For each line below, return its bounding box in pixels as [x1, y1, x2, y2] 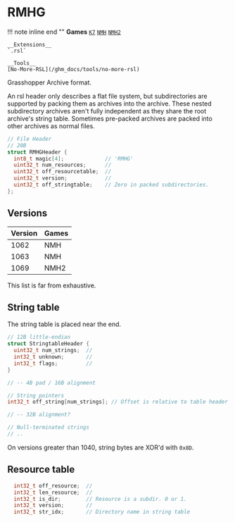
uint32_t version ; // [13, 175, 112, 182]
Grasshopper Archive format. [7, 78, 91, 87]
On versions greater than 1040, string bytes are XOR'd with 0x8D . [7, 443, 194, 452]
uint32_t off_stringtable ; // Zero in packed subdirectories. [13, 181, 210, 189]
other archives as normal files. [7, 121, 95, 130]
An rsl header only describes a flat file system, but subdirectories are [7, 92, 208, 100]
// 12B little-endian [7, 334, 71, 341]
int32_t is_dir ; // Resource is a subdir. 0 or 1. [13, 495, 188, 502]
